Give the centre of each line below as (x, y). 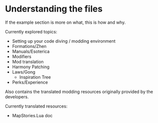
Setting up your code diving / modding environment (64, 41)
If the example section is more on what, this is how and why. (65, 22)
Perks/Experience (30, 82)
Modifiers (22, 56)
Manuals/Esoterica (31, 51)
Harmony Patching (31, 67)
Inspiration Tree (35, 77)
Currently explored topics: (31, 31)
